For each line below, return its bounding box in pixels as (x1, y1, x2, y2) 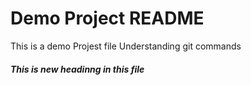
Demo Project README (10, 7, 205, 30)
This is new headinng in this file (10, 63, 145, 75)
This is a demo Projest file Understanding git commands (10, 40, 242, 52)
